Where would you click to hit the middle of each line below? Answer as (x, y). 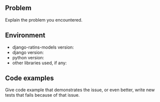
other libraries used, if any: (39, 63)
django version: (28, 52)
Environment (25, 36)
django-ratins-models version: (43, 47)
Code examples (30, 78)
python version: (28, 57)
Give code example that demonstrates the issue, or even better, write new (80, 90)
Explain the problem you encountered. (44, 20)
